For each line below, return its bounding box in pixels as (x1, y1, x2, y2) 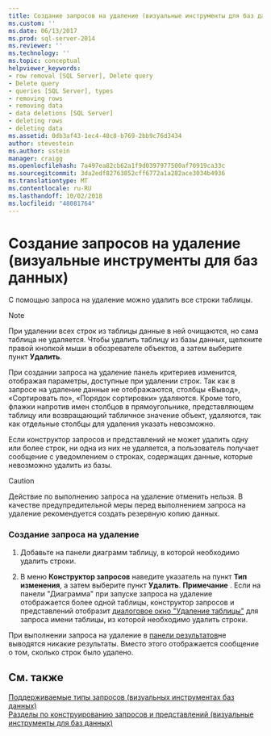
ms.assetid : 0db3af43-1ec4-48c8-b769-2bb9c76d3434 (8, 132, 182, 140)
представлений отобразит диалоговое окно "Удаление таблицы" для (19, 606, 259, 616)
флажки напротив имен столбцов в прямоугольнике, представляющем (8, 402, 254, 412)
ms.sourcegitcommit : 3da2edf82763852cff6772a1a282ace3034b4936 (8, 169, 226, 178)
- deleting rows (8, 117, 63, 125)
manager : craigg (8, 154, 63, 162)
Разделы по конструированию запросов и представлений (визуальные (8, 709, 254, 719)
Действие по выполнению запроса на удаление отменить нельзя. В (8, 491, 244, 501)
